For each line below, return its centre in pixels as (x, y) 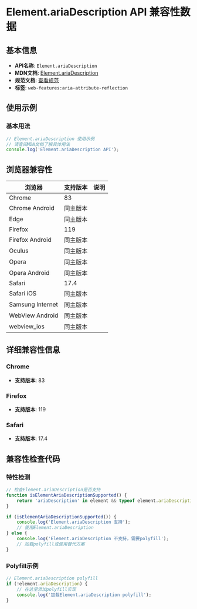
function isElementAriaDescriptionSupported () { (67, 495)
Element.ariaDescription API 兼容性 (93, 12)
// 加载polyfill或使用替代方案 (51, 544)
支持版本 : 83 (30, 380)
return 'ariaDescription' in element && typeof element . (88, 501)
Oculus (19, 251)
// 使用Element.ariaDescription (55, 528)
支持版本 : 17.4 (31, 438)
